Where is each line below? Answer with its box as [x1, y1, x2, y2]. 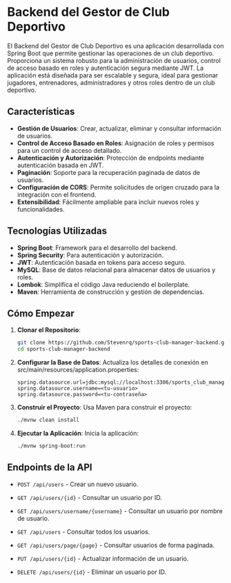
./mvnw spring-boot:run [17, 443, 86, 450]
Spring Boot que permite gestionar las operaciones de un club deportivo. [7, 49, 214, 57]
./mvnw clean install [17, 416, 79, 424]
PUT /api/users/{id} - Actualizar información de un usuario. [17, 554, 189, 562]
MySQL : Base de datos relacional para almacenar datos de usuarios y [17, 266, 216, 274]
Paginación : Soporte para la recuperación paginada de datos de [17, 168, 201, 176]
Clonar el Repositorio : [17, 326, 81, 334]
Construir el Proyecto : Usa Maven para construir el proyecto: [17, 403, 192, 411]
